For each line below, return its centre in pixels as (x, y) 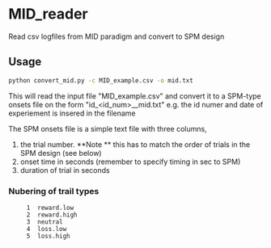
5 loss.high (48, 236)
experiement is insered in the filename (72, 113)
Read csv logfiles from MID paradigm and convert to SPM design (116, 36)
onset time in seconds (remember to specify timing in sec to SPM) (130, 162)
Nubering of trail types (54, 191)
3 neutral (44, 222)
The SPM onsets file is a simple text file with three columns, (108, 128)
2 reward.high (52, 215)
